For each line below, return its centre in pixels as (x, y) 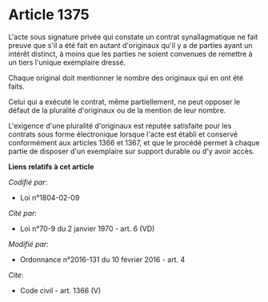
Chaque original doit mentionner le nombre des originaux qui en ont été (126, 77)
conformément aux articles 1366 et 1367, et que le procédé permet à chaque (134, 142)
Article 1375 (49, 15)
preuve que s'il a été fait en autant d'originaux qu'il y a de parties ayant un (130, 45)
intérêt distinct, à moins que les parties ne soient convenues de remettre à (131, 54)
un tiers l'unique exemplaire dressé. (67, 62)
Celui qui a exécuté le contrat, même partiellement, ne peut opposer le (124, 101)
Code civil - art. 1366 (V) (60, 290)
